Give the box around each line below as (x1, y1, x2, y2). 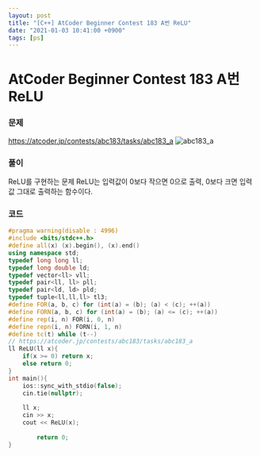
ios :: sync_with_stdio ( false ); (22, 381, 123, 389)
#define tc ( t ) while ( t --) (8, 330, 97, 338)
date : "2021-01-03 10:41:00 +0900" (8, 26, 126, 34)
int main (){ (8, 374, 48, 382)
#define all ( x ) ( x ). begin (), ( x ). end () (8, 242, 140, 250)
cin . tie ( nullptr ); (22, 389, 83, 397)
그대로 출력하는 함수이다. (16, 187, 94, 197)
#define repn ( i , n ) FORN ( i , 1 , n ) (8, 323, 123, 331)
